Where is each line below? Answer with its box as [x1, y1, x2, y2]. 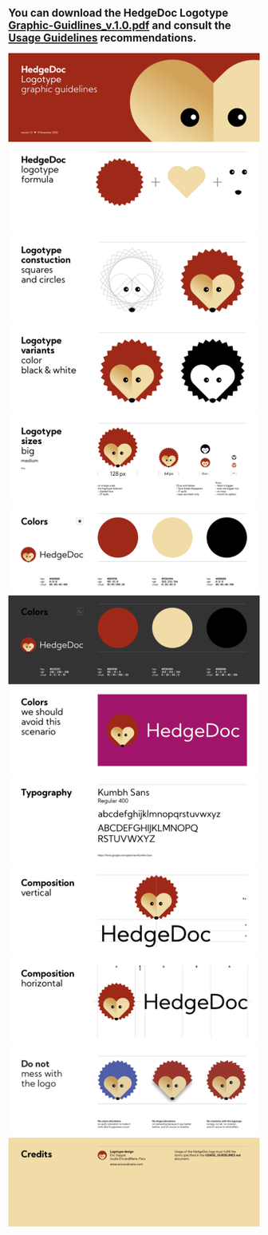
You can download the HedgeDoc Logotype [8, 6, 229, 20]
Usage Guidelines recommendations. [8, 31, 197, 45]
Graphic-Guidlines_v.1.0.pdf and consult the [8, 19, 231, 33]
